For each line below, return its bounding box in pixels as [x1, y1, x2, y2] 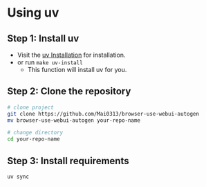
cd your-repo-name [7, 136, 60, 143]
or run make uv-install [17, 58, 83, 66]
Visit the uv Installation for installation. [17, 51, 126, 59]
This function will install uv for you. [27, 66, 127, 73]
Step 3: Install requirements [7, 154, 129, 167]
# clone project [7, 104, 54, 111]
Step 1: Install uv [7, 33, 79, 44]
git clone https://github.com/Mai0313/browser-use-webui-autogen [7, 110, 199, 117]
